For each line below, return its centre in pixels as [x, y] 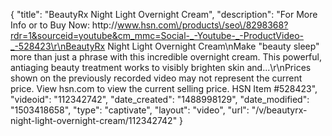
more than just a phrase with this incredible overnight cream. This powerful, [166, 57]
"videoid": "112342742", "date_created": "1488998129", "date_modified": [160, 99]
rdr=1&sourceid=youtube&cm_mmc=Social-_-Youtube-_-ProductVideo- [157, 35]
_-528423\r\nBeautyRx [58, 46]
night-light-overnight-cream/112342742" [94, 120]
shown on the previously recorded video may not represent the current [156, 78]
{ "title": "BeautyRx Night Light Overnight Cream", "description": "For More [164, 14]
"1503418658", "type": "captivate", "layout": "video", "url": [130, 110]
